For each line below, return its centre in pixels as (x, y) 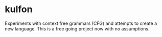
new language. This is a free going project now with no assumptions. (77, 28)
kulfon (19, 9)
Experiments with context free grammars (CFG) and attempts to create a (81, 23)
